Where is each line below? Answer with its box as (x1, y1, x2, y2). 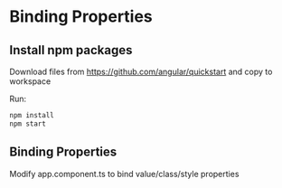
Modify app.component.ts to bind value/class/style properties (9, 168, 240, 179)
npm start (9, 119, 47, 128)
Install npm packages (9, 42, 133, 58)
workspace (9, 76, 52, 87)
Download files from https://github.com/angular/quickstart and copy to (9, 66, 273, 77)
